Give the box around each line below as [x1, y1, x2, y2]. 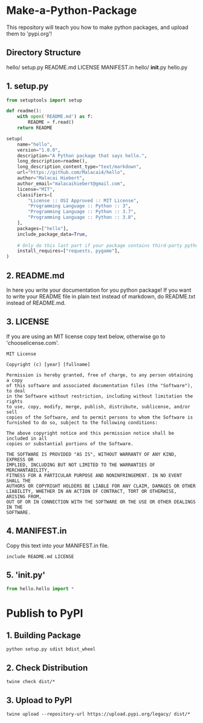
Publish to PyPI [6, 606, 83, 620]
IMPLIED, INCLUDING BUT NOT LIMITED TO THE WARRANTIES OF [6, 461, 155, 468]
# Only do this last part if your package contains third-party [17, 242, 182, 248]
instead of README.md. [6, 300, 66, 306]
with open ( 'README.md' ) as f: [17, 114, 94, 120]
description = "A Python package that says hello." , [17, 152, 147, 159]
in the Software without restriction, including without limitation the [6, 393, 193, 399]
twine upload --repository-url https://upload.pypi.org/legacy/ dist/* [6, 711, 190, 717]
